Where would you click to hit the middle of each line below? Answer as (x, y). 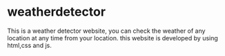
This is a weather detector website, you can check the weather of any (106, 31)
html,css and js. (29, 45)
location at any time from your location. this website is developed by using (113, 38)
